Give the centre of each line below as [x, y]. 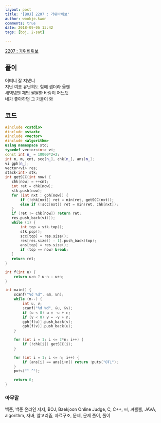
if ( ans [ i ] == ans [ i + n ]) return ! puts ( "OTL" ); [71, 362]
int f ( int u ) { [20, 272]
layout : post [18, 10]
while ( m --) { [28, 299]
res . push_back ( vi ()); [33, 218]
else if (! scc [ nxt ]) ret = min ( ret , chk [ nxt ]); [69, 204]
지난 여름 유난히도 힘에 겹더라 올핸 [37, 86]
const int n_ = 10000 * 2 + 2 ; [32, 154]
